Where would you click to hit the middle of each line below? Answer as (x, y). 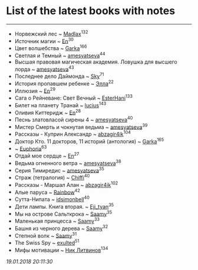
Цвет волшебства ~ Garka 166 (51, 47)
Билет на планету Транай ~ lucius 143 (60, 104)
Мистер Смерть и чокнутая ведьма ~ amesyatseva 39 (81, 126)
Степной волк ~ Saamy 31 (46, 235)
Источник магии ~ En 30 (44, 41)
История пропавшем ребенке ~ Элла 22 (64, 83)
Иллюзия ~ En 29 (35, 90)
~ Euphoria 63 (31, 148)
